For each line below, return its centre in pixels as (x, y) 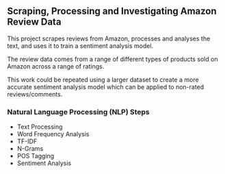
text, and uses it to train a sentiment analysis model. (80, 46)
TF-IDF (27, 141)
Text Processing (40, 127)
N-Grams (30, 149)
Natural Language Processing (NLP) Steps (79, 112)
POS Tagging (36, 156)
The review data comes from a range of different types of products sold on (112, 59)
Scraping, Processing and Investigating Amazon (112, 11)
